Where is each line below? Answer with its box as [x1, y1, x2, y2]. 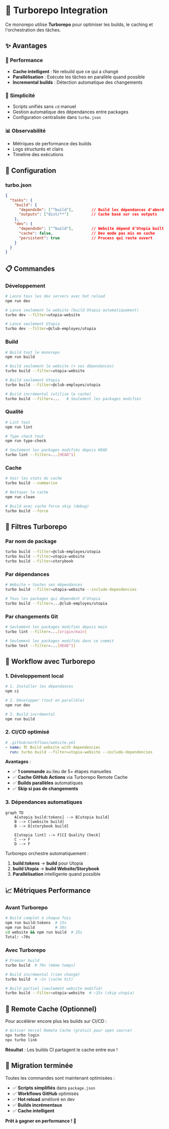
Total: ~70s [5, 934, 30, 939]
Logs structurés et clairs [12, 146, 63, 152]
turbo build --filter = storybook [5, 559, 73, 564]
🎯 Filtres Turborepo [5, 523, 67, 531]
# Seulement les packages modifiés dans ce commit [5, 638, 114, 644]
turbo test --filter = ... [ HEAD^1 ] [5, 643, 76, 648]
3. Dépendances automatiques [5, 799, 82, 806]
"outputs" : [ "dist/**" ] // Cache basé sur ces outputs [18, 212, 157, 217]
